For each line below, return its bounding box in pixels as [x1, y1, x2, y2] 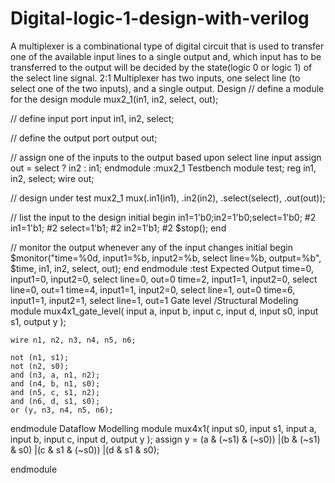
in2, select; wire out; [10, 172, 95, 184]
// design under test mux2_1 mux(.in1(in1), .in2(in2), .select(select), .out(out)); [10, 192, 326, 204]
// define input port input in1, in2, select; [10, 112, 175, 124]
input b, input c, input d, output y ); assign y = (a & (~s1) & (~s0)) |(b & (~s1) [10, 433, 321, 445]
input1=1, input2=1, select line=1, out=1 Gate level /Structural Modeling [10, 294, 299, 306]
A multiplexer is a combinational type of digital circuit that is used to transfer [10, 40, 325, 52]
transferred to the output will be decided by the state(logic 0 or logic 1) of [10, 61, 313, 73]
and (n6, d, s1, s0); [10, 396, 101, 406]
